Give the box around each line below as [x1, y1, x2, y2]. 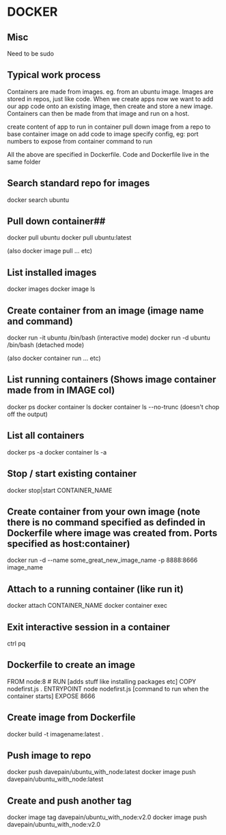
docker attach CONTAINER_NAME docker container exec [7, 602, 167, 610]
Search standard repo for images [7, 177, 150, 189]
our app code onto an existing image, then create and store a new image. [7, 102, 213, 110]
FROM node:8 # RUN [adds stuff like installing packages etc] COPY [7, 677, 197, 685]
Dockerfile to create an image [7, 659, 135, 671]
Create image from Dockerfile [7, 712, 136, 723]
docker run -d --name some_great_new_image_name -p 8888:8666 [7, 556, 198, 565]
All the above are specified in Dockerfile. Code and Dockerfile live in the [7, 150, 210, 158]
